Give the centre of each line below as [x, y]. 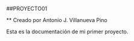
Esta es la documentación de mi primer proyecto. [67, 31]
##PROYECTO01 [27, 9]
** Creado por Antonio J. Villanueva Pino [57, 20]
